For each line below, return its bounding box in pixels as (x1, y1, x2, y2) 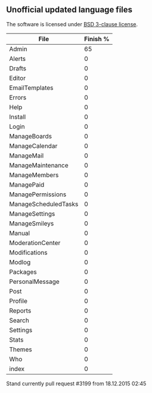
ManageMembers (9, 171, 59, 179)
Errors (9, 93, 27, 101)
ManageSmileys (9, 219, 54, 227)
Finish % (84, 35, 110, 43)
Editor (9, 74, 26, 82)
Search (9, 316, 30, 324)
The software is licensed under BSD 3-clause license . (6, 20, 138, 27)
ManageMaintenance (9, 161, 69, 169)
